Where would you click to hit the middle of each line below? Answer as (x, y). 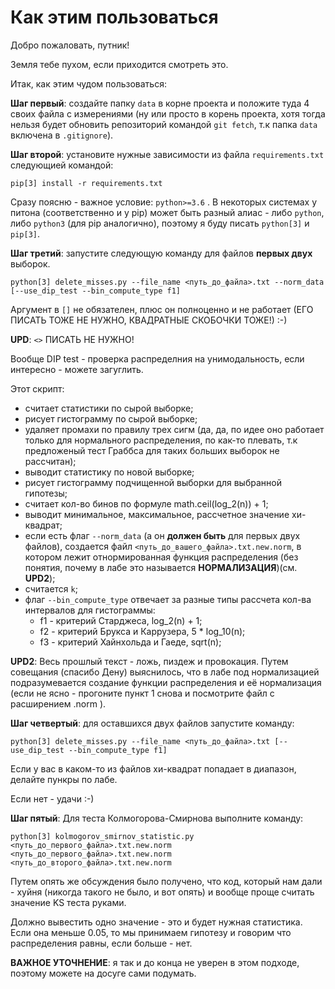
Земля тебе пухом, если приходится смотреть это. (119, 64)
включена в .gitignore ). (62, 135)
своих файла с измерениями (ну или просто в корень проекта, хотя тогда (168, 113)
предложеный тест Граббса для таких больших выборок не (152, 450)
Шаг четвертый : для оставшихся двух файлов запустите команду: (152, 723)
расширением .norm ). (58, 703)
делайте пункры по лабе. (64, 779)
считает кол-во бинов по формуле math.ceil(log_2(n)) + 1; (146, 503)
